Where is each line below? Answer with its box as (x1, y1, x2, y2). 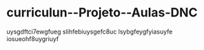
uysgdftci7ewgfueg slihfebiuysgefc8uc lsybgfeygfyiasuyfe (6, 27, 173, 36)
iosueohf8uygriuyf (6, 34, 59, 42)
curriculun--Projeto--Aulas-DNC (6, 5, 198, 21)
